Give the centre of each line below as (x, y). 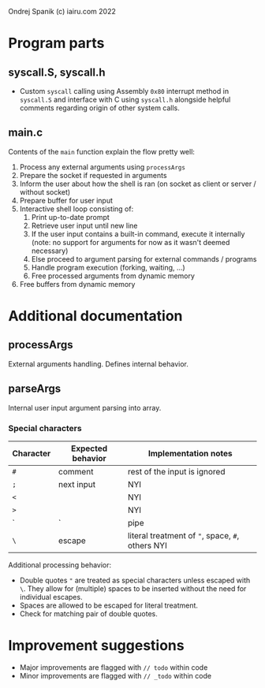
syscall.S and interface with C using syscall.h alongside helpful (125, 99)
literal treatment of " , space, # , (183, 535)
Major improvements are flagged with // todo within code (114, 667)
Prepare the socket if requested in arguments (93, 175)
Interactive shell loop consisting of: (77, 209)
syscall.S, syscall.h (57, 72)
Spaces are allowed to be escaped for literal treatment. (109, 605)
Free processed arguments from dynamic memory (113, 276)
